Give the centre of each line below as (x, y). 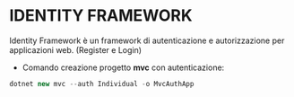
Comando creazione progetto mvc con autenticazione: (123, 67)
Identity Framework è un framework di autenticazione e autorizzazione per (147, 40)
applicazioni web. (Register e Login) (75, 49)
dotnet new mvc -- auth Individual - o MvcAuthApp (102, 84)
